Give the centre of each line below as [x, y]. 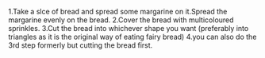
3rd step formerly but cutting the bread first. [81, 45]
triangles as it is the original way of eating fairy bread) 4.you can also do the [132, 37]
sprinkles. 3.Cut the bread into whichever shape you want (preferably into [129, 28]
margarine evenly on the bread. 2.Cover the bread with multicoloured [121, 20]
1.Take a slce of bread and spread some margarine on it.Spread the [118, 12]
